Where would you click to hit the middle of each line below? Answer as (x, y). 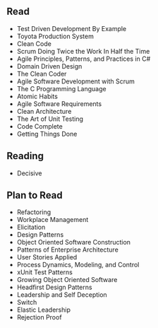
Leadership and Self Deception (62, 295)
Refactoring (34, 212)
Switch (27, 303)
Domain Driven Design (49, 66)
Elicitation (31, 227)
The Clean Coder (42, 74)
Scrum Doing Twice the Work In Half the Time (83, 51)
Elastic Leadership (44, 310)
